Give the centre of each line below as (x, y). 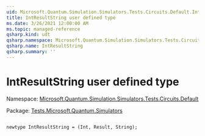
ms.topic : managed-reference (43, 29)
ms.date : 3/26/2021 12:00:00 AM (47, 23)
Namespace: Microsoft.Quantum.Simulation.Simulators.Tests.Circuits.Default (103, 99)
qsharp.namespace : (30, 40)
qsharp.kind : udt (28, 35)
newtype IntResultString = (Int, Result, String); (72, 127)
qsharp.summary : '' (31, 52)
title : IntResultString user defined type (61, 18)
